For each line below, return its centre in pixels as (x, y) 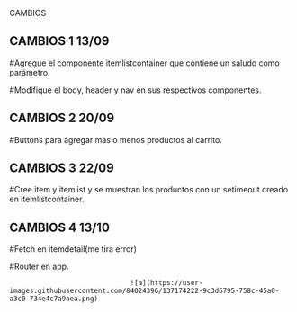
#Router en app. (39, 267)
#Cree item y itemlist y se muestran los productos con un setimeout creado (149, 190)
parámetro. (30, 72)
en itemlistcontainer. (47, 199)
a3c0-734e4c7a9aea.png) (54, 299)
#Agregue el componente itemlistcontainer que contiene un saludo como (145, 63)
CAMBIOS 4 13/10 (60, 227)
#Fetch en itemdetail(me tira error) (73, 249)
